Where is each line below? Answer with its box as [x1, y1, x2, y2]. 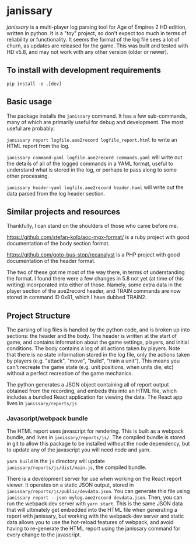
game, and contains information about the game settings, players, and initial [6, 338, 189, 346]
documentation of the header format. [6, 258, 96, 265]
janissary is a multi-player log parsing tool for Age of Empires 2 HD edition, [6, 23, 187, 30]
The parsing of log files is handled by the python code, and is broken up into [6, 326, 190, 333]
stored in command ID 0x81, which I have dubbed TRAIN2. [6, 294, 147, 301]
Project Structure [6, 310, 71, 320]
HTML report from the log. [6, 142, 70, 149]
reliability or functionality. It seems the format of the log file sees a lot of [6, 36, 180, 43]
